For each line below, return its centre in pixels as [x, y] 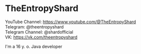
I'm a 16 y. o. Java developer [34, 46]
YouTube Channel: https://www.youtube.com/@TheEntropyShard [70, 22]
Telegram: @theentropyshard [34, 27]
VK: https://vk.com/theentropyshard [41, 37]
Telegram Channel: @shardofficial [39, 32]
